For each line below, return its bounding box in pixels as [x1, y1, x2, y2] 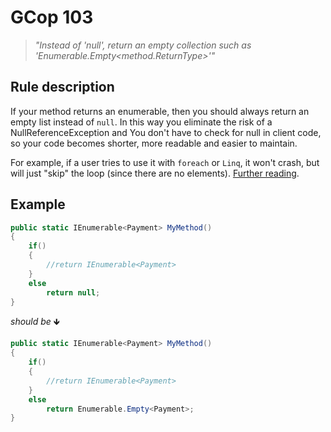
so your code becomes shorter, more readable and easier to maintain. [10, 137, 298, 149]
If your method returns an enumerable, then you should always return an [10, 105, 310, 117]
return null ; [46, 287, 101, 298]
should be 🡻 [10, 316, 60, 328]
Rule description [10, 79, 115, 96]
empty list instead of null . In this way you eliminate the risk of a [10, 116, 273, 128]
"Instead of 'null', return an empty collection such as [34, 39, 252, 51]
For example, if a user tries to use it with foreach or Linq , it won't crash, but [10, 156, 320, 168]
